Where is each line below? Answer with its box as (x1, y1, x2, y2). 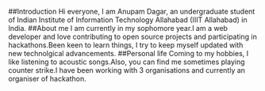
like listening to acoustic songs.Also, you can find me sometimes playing (8, 57, 245, 66)
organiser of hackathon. (8, 74, 87, 83)
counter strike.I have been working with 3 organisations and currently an (8, 66, 246, 74)
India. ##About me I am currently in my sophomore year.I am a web (8, 24, 229, 32)
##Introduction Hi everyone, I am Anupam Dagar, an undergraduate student (8, 7, 255, 16)
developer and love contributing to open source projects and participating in (8, 32, 258, 41)
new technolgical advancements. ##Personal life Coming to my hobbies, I (8, 49, 249, 58)
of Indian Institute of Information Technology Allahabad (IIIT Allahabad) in (8, 15, 248, 25)
